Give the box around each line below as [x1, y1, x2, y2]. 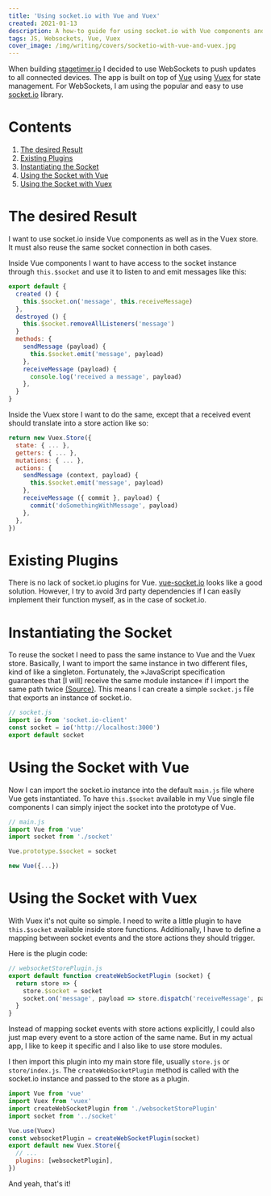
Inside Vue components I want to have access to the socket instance [8, 258, 237, 267]
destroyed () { [15, 313, 67, 321]
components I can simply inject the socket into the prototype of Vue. [8, 802, 236, 812]
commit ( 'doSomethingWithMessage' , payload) [29, 501, 179, 510]
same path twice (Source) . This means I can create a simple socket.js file [8, 684, 254, 695]
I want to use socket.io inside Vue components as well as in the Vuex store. [8, 234, 259, 243]
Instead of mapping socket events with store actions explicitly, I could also [8, 1024, 256, 1034]
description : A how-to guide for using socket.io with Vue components [8, 27, 251, 35]
